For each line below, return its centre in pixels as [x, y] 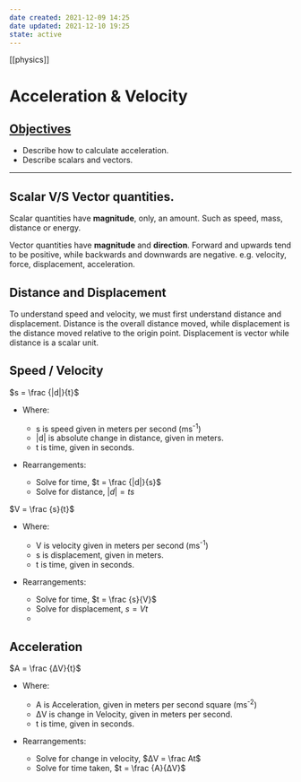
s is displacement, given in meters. [99, 555]
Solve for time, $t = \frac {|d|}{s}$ [98, 482]
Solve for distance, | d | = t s [85, 492]
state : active [36, 34]
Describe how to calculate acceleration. [95, 151]
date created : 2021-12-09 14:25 [69, 17]
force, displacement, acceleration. [73, 265]
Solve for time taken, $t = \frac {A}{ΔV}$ [111, 768]
